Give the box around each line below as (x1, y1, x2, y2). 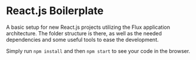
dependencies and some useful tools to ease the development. (6, 36, 159, 43)
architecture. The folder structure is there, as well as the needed (6, 29, 162, 36)
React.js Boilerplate (6, 4, 104, 18)
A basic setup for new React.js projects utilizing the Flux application (6, 24, 171, 31)
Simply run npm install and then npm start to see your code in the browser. (6, 47, 190, 54)
